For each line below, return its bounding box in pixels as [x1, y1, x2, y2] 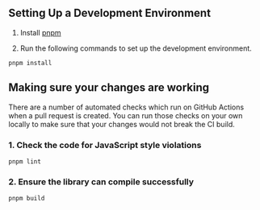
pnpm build [8, 195, 45, 203]
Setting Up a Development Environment [8, 6, 212, 20]
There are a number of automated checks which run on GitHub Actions [8, 102, 245, 112]
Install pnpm [19, 27, 62, 37]
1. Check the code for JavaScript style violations [8, 139, 202, 150]
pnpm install [8, 59, 52, 67]
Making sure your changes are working [8, 80, 210, 95]
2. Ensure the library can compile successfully [8, 176, 195, 187]
